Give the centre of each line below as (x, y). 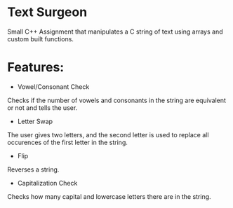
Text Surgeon (47, 12)
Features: (36, 68)
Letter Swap (35, 121)
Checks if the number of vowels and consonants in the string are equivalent (117, 100)
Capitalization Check (47, 183)
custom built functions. (40, 39)
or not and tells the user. (42, 108)
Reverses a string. (33, 169)
